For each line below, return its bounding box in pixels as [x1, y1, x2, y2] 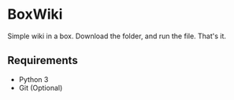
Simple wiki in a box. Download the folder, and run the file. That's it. [7, 31, 226, 41]
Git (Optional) [18, 83, 63, 92]
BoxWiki [7, 5, 63, 23]
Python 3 [18, 74, 49, 84]
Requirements [7, 54, 78, 67]
